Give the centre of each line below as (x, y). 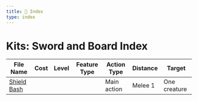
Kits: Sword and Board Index (77, 46)
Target (176, 68)
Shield (18, 82)
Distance (145, 68)
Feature (87, 65)
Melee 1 (143, 86)
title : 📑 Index (25, 11)
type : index (21, 17)
